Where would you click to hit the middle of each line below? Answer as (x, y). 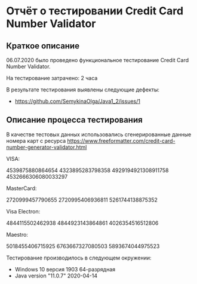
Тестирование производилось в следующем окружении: (79, 258)
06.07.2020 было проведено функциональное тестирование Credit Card (98, 60)
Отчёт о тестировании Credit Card (95, 11)
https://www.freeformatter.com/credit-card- (121, 141)
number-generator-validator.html (47, 147)
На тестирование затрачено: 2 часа (52, 78)
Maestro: (17, 234)
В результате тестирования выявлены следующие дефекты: (83, 90)
